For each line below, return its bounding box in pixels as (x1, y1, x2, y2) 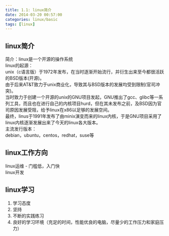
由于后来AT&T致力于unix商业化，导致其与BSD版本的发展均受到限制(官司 (5, 82, 156, 88)
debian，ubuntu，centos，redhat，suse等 (5, 132, 94, 139)
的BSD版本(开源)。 (5, 75, 45, 81)
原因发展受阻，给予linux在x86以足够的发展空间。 (9, 107, 112, 113)
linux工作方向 (5, 148, 48, 157)
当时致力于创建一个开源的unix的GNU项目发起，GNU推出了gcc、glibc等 (5, 94, 154, 100)
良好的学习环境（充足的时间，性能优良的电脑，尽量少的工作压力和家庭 (12, 219, 160, 225)
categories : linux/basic (5, 17, 58, 22)
